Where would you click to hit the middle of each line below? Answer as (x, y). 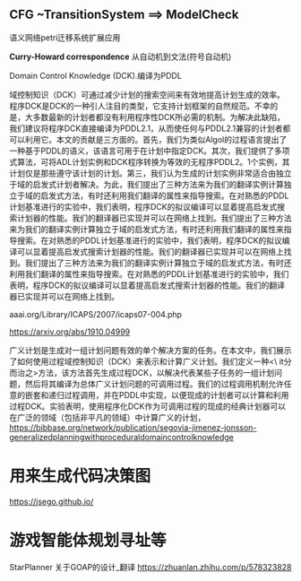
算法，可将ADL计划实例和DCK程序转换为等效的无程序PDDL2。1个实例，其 (153, 161)
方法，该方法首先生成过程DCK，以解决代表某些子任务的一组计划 (156, 372)
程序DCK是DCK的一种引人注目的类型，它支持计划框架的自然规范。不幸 (140, 106)
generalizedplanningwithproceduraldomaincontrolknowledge (122, 437)
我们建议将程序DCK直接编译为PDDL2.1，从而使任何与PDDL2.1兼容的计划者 (146, 128)
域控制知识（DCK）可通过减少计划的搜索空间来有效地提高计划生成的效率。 (147, 94)
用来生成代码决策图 (80, 476)
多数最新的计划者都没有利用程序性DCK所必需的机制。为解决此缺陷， (159, 117)
